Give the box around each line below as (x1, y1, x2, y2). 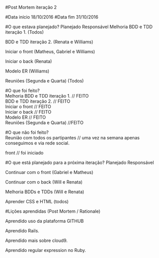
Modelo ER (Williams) (5, 68, 49, 74)
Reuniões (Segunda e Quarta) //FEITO (5, 120, 84, 125)
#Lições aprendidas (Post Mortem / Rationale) (5, 208, 101, 214)
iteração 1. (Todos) (5, 29, 44, 35)
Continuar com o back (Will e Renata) (5, 179, 83, 185)
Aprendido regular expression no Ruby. (5, 247, 87, 253)
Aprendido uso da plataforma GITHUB (5, 218, 84, 224)
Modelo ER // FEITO (5, 114, 46, 120)
